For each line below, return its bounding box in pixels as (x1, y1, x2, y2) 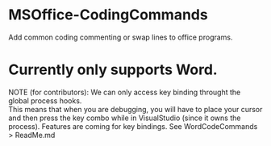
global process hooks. (8, 95, 82, 106)
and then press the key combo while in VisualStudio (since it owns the (8, 113, 241, 123)
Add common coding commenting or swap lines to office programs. (8, 32, 233, 42)
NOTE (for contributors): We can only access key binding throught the (8, 87, 241, 97)
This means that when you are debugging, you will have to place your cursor (8, 104, 263, 114)
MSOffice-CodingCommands (8, 6, 208, 24)
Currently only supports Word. (8, 60, 218, 79)
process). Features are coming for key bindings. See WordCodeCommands (8, 121, 258, 131)
